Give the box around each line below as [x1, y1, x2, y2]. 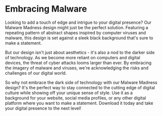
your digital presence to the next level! [5, 105, 81, 111]
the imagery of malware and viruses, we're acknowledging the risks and [5, 65, 149, 71]
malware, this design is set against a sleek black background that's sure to [5, 35, 154, 41]
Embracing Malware [5, 3, 87, 15]
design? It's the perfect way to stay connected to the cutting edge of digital [5, 84, 155, 90]
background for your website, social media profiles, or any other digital [5, 95, 146, 100]
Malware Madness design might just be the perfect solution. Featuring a [5, 24, 148, 30]
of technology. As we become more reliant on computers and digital [5, 54, 140, 60]
